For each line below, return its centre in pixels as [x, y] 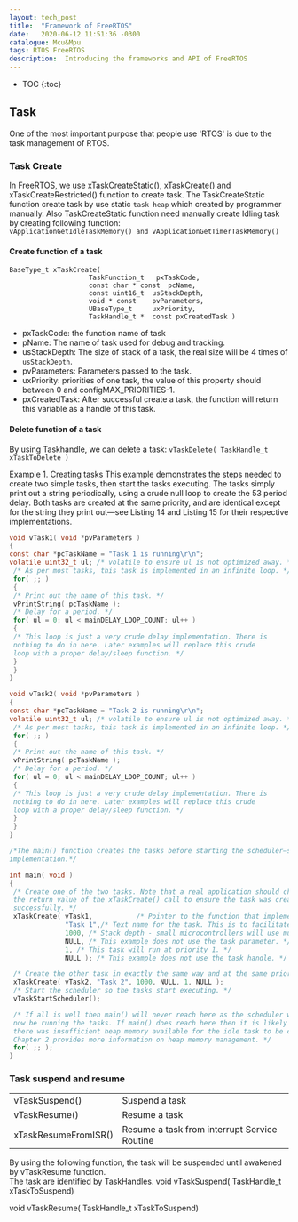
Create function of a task [56, 251]
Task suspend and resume [67, 1079]
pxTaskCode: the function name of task [94, 334]
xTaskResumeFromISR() [63, 1135]
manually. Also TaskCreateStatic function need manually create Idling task [145, 213]
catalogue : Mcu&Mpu [45, 42]
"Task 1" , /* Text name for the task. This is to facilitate [178, 925]
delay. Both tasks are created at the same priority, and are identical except [145, 502]
